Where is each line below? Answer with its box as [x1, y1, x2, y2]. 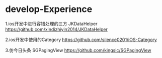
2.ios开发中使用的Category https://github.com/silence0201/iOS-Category [5, 36, 157, 42]
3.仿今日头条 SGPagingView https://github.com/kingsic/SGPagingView [5, 47, 151, 53]
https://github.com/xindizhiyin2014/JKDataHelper [5, 26, 108, 32]
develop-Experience [5, 3, 93, 15]
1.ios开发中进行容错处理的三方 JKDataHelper [5, 20, 98, 26]
